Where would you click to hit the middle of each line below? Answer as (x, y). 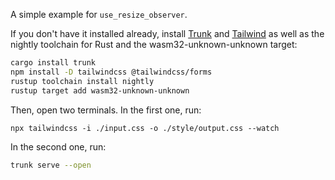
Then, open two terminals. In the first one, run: (106, 110)
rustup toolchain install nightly (82, 81)
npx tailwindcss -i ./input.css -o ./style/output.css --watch (145, 128)
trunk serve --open (51, 165)
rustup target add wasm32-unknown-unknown (100, 90)
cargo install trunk (53, 63)
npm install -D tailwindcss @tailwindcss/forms (111, 72)
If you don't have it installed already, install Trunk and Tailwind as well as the (167, 33)
